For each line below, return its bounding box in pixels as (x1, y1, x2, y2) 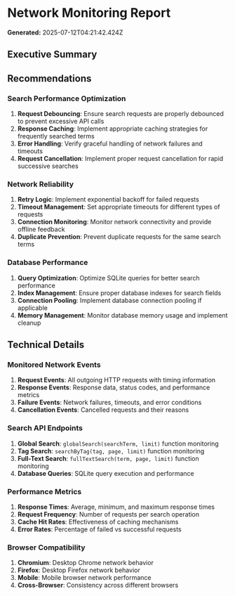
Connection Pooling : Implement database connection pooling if (17, 296, 202, 304)
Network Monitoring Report (7, 5, 171, 21)
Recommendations (7, 72, 92, 84)
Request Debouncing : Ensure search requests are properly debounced (17, 110, 224, 118)
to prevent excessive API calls (17, 117, 105, 126)
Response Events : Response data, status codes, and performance (17, 383, 210, 391)
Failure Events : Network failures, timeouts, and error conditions (17, 399, 202, 407)
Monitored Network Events (7, 360, 101, 370)
